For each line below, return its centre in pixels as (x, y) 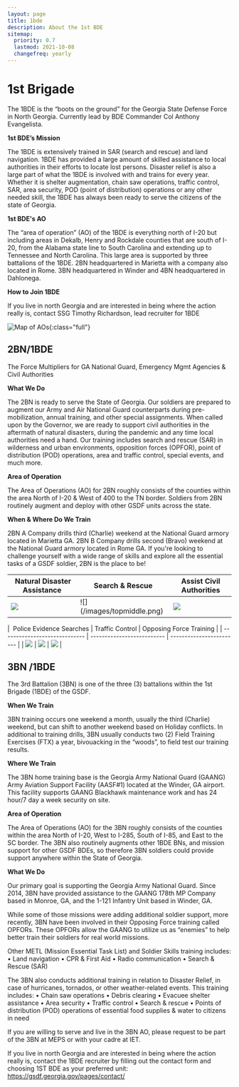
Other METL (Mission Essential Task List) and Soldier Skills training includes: (119, 951)
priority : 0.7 (34, 41)
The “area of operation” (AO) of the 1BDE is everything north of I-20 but (112, 232)
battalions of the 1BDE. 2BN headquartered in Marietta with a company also (118, 263)
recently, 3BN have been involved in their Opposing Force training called (113, 922)
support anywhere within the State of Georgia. (75, 858)
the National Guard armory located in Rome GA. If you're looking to (105, 548)
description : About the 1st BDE (55, 27)
